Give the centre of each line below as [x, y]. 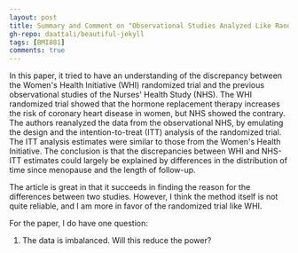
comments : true [37, 51]
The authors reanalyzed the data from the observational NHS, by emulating [146, 123]
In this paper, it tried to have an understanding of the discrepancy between [145, 75]
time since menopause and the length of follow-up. [103, 170]
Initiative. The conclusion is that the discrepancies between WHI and [134, 151]
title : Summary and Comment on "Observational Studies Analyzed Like [141, 26]
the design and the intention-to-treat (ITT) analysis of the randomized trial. [145, 132]
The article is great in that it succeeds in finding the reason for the [130, 187]
